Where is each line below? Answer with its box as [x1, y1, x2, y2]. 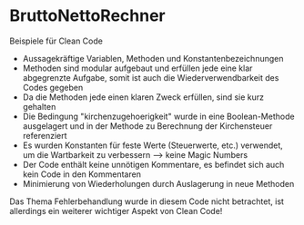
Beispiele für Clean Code [9, 35, 103, 46]
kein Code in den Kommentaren [22, 169, 141, 180]
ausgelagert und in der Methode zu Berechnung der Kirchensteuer [22, 120, 273, 132]
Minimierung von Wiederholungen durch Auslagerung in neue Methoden [22, 178, 295, 189]
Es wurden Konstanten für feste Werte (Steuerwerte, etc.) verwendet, [22, 140, 284, 151]
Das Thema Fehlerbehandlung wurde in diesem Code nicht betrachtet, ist [9, 196, 285, 207]
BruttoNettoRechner [9, 5, 166, 26]
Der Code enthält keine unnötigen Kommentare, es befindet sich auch [22, 159, 285, 170]
